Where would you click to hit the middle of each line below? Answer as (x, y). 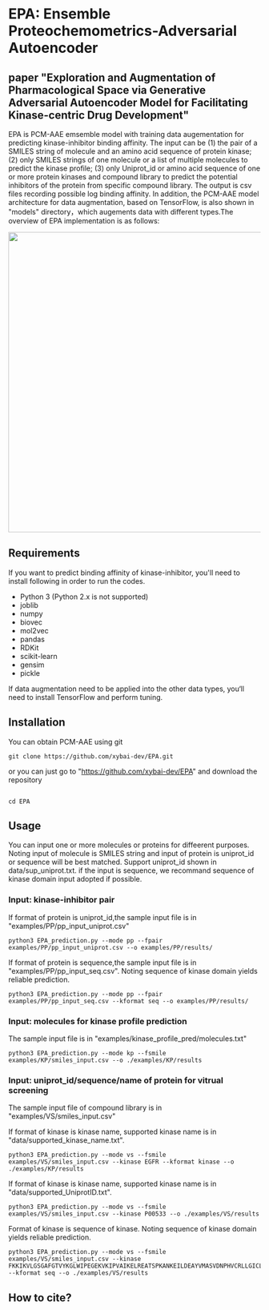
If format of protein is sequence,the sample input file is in (102, 962)
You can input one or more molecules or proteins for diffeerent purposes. (129, 845)
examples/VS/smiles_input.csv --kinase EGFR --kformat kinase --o (121, 1162)
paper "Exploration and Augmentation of (112, 77)
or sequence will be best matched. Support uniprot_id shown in (113, 862)
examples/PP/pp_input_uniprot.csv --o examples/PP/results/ (111, 947)
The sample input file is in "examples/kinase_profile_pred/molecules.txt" (127, 1039)
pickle (30, 673)
